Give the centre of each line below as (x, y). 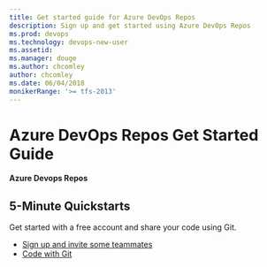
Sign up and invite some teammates (87, 245)
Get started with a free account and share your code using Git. (123, 227)
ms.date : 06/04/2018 (47, 83)
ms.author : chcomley (47, 67)
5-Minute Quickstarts (70, 206)
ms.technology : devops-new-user (69, 42)
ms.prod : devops (39, 34)
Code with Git (47, 254)
